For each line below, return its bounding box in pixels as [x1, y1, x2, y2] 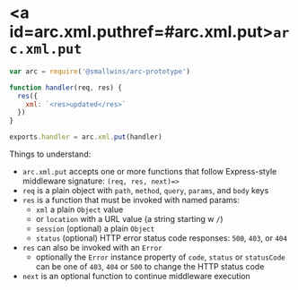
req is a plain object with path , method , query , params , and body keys [22, 185, 269, 196]
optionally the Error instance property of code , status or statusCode [35, 252, 285, 262]
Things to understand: [9, 149, 92, 159]
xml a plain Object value [35, 204, 124, 215]
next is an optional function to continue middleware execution [22, 271, 251, 282]
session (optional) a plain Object [35, 223, 155, 235]
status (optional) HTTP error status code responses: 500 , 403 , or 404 [35, 233, 287, 243]
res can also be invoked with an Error [22, 243, 163, 253]
